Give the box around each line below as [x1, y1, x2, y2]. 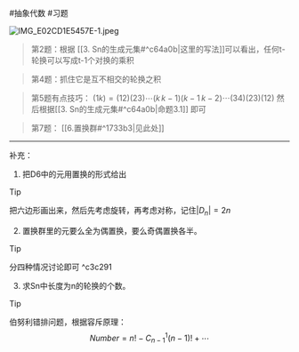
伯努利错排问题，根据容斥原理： [9, 316, 126, 327]
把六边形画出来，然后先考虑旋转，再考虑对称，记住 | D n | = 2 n [9, 205, 231, 218]
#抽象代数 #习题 [9, 8, 69, 18]
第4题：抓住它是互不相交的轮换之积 [30, 74, 162, 84]
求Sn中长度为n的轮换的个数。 [21, 280, 131, 291]
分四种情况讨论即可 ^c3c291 [9, 261, 113, 272]
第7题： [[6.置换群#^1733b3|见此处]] [30, 123, 165, 133]
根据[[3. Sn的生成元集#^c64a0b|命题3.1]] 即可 [38, 104, 206, 114]
